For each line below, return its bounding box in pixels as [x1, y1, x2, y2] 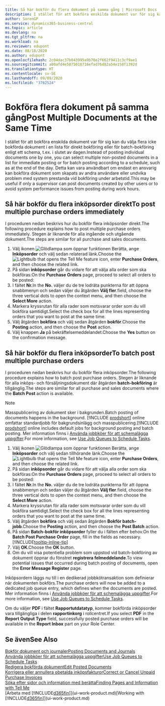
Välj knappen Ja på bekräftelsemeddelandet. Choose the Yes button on [12, 329, 156, 335]
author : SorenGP [5, 16, 38, 21]
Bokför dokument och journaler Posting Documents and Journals [5, 648, 136, 654]
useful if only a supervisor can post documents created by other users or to [5, 180, 158, 186]
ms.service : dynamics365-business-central [5, 21, 93, 26]
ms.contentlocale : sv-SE [5, 71, 56, 76]
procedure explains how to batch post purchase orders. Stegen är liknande [5, 375, 157, 381]
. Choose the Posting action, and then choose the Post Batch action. [21, 524, 160, 529]
